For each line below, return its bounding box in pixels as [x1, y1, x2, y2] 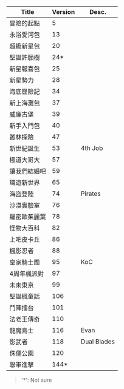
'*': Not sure [21, 376, 52, 384]
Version [52, 8, 75, 16]
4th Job [81, 144, 103, 152]
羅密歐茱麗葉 [9, 212, 47, 221]
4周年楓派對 [9, 269, 44, 278]
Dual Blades [81, 337, 115, 345]
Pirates [81, 189, 102, 198]
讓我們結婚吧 [9, 167, 47, 175]
